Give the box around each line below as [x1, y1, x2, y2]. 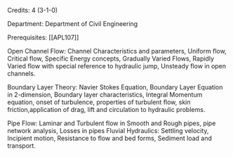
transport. [7, 142, 36, 150]
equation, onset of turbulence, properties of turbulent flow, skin [7, 98, 191, 106]
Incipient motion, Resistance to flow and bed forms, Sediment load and [7, 134, 212, 142]
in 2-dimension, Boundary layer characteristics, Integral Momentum [7, 91, 203, 99]
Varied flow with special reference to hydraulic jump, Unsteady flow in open [7, 62, 227, 70]
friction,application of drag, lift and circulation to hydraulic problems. [7, 106, 206, 113]
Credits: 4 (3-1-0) [7, 6, 58, 14]
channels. [7, 70, 36, 77]
